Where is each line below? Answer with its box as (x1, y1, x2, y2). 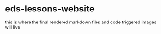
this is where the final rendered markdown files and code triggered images (5, 19, 157, 25)
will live (5, 24, 21, 30)
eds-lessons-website (5, 3, 95, 14)
